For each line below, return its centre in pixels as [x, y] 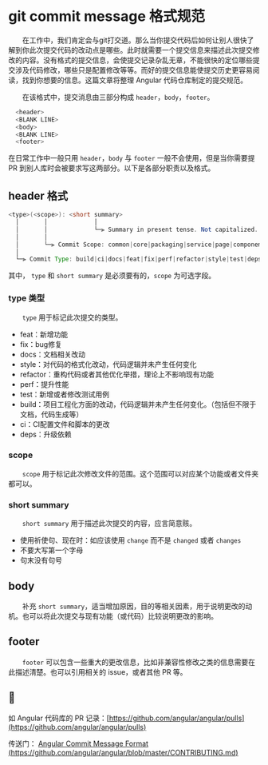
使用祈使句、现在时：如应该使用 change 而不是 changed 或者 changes [130, 540]
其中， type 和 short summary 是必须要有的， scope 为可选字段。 [112, 276]
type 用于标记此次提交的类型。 [73, 317]
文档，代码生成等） [51, 414]
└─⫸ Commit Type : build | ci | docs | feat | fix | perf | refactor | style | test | [132, 259]
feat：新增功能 [44, 334]
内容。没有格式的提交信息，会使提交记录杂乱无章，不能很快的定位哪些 [137, 60]
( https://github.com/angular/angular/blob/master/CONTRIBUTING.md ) [123, 752]
